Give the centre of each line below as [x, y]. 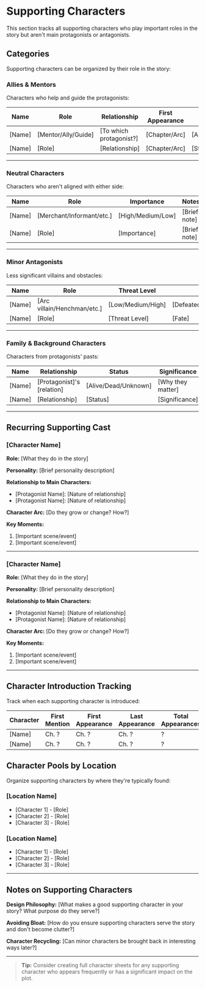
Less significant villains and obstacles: [55, 275]
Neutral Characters [35, 173]
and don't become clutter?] [41, 929]
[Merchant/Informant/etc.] [75, 216]
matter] [168, 389]
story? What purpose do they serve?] [53, 911]
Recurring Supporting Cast [59, 428]
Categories [28, 54]
